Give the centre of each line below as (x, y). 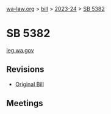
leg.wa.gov (20, 50)
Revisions (25, 69)
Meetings (25, 103)
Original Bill (30, 84)
